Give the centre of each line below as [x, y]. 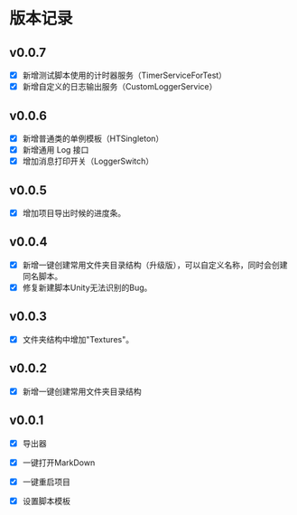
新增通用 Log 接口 [56, 150]
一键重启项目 [46, 482]
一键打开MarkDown [59, 463]
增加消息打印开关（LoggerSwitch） [88, 161]
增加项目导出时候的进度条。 [74, 212]
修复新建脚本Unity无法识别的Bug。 [87, 287]
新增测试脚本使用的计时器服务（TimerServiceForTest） [125, 75]
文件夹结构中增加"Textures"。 [78, 339]
